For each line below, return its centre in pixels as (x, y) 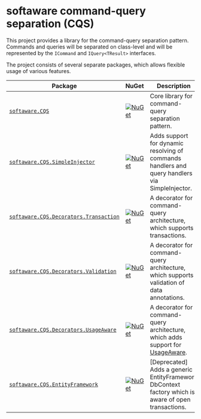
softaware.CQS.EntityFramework (54, 384)
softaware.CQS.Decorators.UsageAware (63, 330)
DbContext (165, 384)
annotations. (167, 297)
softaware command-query (76, 11)
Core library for (171, 96)
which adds (166, 337)
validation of (167, 282)
